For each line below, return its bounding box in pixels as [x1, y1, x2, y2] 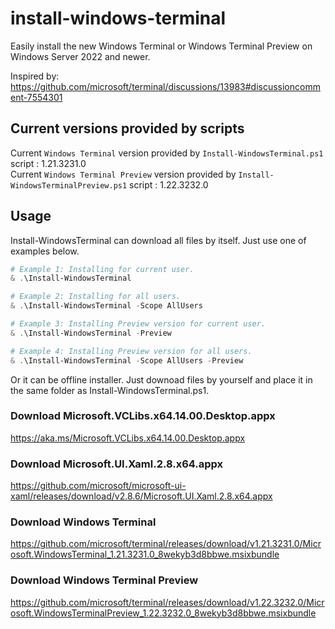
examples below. [10, 245, 80, 257]
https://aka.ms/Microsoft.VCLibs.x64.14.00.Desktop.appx [10, 432, 246, 444]
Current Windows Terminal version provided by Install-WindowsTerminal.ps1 [10, 147, 324, 159]
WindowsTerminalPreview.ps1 [10, 180, 128, 191]
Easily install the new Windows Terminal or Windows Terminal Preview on [10, 40, 313, 52]
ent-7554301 [10, 91, 63, 103]
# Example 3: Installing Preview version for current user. [10, 319, 267, 329]
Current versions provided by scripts [10, 120, 245, 137]
